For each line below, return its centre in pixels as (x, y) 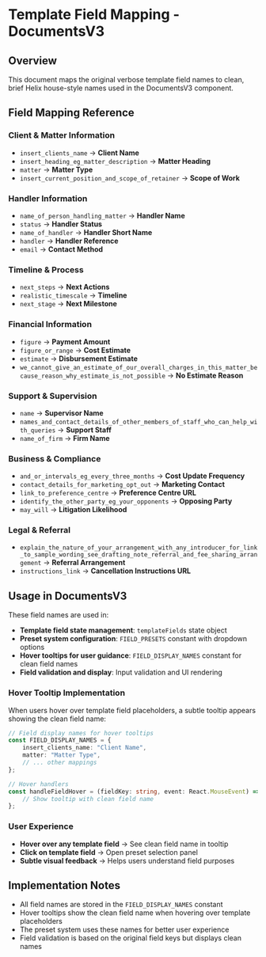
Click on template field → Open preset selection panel (108, 852)
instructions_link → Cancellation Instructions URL (105, 571)
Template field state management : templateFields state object (123, 630)
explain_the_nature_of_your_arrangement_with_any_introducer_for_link (139, 548)
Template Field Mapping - (94, 15)
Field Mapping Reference (71, 113)
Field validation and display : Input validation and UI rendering (121, 672)
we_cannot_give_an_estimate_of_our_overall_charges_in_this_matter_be (139, 367)
